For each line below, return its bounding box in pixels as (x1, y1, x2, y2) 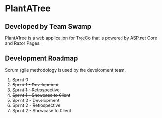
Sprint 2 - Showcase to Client (12, 107, 72, 113)
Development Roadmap (5, 54, 78, 63)
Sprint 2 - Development (12, 97, 60, 103)
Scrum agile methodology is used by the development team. (5, 67, 126, 73)
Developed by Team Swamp (5, 22, 92, 31)
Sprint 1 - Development (12, 82, 59, 87)
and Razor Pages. (5, 40, 40, 46)
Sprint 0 (12, 76, 28, 83)
